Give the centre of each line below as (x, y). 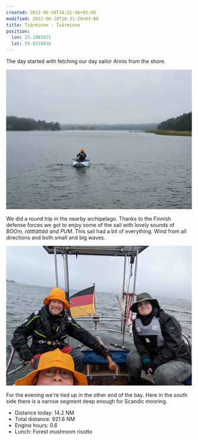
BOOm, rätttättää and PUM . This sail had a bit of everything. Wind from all (96, 231)
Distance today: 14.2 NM (44, 413)
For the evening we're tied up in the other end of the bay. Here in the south (97, 395)
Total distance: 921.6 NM (45, 419)
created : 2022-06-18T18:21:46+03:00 (51, 12)
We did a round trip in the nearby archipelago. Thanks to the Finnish (89, 219)
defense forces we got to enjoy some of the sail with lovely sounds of (90, 225)
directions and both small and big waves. (56, 237)
